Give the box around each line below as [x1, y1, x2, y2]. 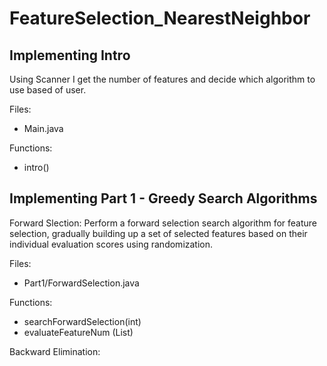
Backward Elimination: [9, 345, 101, 357]
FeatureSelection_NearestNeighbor [9, 7, 311, 30]
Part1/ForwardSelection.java [23, 277, 140, 289]
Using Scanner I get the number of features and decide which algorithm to [9, 73, 316, 85]
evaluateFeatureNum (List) [23, 326, 134, 338]
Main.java [23, 123, 64, 134]
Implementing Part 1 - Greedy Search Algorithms [9, 190, 318, 207]
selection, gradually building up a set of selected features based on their [9, 227, 308, 239]
